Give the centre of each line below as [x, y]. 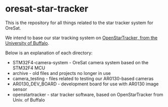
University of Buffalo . [27, 43]
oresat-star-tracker [47, 9]
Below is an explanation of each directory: [49, 53]
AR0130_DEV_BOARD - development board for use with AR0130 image [86, 84]
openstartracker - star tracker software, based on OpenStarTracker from [88, 94]
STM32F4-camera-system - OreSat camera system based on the [80, 62]
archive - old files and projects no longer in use [62, 73]
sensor [20, 89]
